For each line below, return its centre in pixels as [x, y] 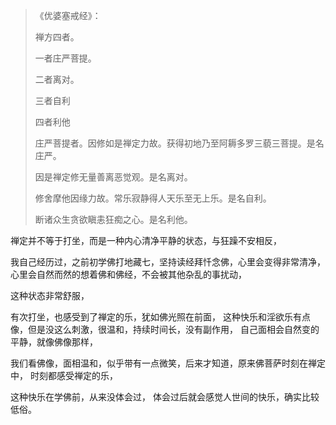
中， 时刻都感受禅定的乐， [64, 375]
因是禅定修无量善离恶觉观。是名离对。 [113, 177]
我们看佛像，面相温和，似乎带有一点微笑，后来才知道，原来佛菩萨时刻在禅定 [168, 363]
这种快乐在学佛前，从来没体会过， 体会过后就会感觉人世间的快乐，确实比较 [165, 397]
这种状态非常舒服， [50, 295]
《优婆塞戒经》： [68, 15]
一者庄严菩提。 [65, 58]
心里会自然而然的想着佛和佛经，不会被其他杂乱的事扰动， [128, 274]
